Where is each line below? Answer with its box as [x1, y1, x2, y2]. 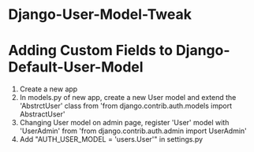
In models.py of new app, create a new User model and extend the [19, 93, 237, 102]
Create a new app [19, 84, 78, 94]
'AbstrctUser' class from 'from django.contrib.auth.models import [19, 101, 233, 111]
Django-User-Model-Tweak [8, 6, 192, 24]
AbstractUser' [19, 109, 65, 119]
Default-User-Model [8, 58, 144, 76]
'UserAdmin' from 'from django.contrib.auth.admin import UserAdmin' [19, 126, 247, 135]
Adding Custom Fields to [8, 42, 174, 60]
